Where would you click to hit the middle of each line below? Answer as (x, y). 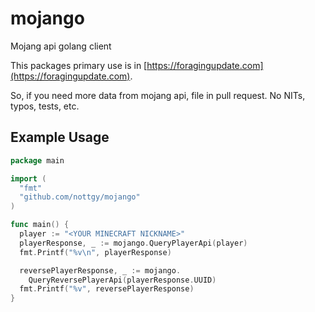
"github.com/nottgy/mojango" (80, 197)
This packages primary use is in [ (79, 65)
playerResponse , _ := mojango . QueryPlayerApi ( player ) (133, 243)
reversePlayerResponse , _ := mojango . (100, 270)
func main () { (40, 225)
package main (37, 160)
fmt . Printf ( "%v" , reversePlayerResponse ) (107, 289)
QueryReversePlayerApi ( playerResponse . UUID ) (122, 280)
